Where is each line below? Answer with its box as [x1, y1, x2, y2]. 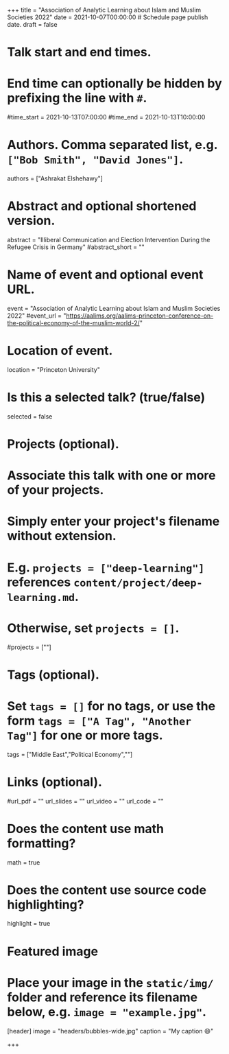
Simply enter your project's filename [7, 514, 220, 529]
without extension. [7, 528, 117, 544]
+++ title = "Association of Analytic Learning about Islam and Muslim [7, 6, 202, 14]
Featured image [7, 944, 98, 959]
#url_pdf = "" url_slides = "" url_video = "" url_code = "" [7, 797, 165, 805]
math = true [7, 858, 40, 867]
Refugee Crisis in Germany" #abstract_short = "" [7, 243, 145, 251]
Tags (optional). [7, 667, 99, 682]
